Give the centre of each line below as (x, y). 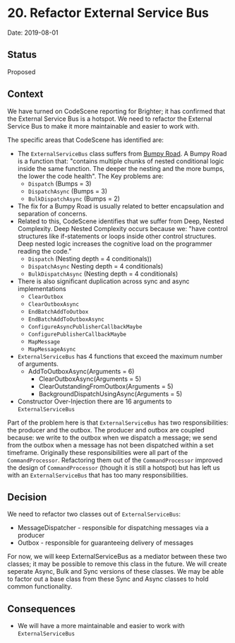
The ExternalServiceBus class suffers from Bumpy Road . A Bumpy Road (122, 153)
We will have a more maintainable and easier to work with (101, 626)
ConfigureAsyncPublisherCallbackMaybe (85, 326)
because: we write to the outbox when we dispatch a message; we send (112, 437)
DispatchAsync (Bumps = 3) (68, 191)
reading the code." (44, 251)
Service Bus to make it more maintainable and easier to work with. (103, 126)
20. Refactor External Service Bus (108, 13)
